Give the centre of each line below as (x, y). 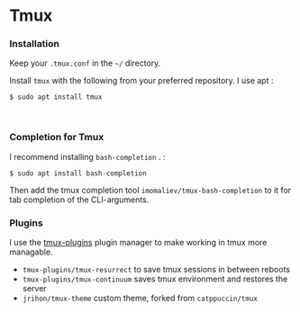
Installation (35, 44)
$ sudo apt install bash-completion (78, 173)
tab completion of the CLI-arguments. (79, 200)
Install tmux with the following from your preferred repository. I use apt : (141, 81)
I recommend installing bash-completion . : (87, 156)
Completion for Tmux (57, 138)
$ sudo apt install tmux (56, 97)
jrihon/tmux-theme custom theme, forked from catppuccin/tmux (140, 299)
